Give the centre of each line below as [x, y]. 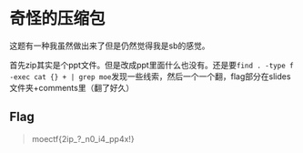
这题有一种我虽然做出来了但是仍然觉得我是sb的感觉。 [110, 46]
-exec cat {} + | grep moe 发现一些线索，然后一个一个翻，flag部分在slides [150, 76]
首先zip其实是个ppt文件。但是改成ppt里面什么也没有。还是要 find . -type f [151, 65]
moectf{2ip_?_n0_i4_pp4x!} [83, 138]
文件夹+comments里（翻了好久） [72, 87]
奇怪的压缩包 [58, 19]
